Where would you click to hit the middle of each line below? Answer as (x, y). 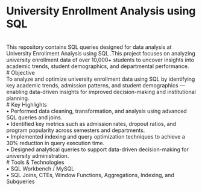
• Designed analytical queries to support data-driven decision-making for (97, 149)
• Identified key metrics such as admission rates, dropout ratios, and (91, 124)
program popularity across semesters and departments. (76, 130)
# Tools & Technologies (35, 162)
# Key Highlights (27, 104)
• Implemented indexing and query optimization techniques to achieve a (96, 136)
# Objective (21, 72)
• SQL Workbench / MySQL (40, 168)
